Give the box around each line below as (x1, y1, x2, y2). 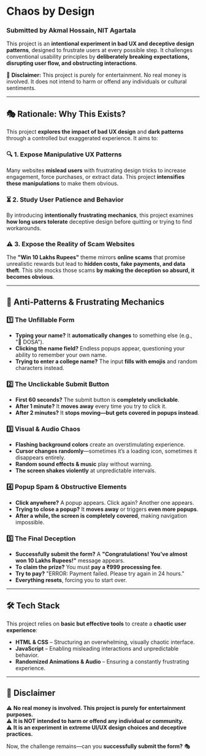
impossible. (15, 518, 45, 526)
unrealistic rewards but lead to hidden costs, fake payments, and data (6, 260, 186, 268)
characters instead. (15, 364, 64, 371)
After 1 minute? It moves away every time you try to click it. (15, 403, 167, 410)
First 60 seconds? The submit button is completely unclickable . (15, 396, 180, 404)
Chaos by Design (6, 4, 95, 18)
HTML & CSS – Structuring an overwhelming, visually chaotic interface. (15, 638, 195, 646)
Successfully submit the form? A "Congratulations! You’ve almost (15, 550, 188, 558)
